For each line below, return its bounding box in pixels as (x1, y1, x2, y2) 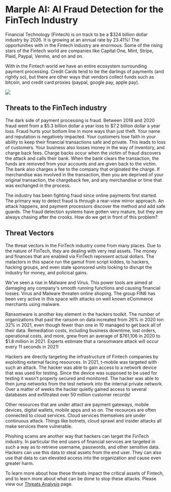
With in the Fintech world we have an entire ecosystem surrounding (5, 63, 147, 69)
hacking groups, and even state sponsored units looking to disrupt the (5, 264, 152, 270)
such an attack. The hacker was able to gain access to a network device (5, 364, 157, 370)
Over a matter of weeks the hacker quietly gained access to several (5, 386, 147, 392)
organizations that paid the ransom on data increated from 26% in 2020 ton (5, 316, 164, 322)
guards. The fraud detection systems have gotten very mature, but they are (5, 208, 163, 215)
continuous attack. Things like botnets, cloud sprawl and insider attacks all (5, 417, 162, 424)
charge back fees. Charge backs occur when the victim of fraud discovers (5, 150, 161, 156)
